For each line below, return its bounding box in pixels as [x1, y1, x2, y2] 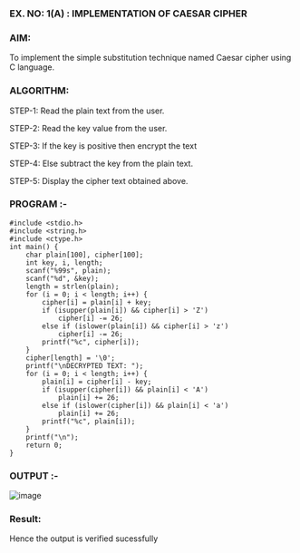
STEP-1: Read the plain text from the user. [9, 105, 165, 116]
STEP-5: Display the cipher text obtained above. [9, 175, 189, 186]
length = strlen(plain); [25, 282, 120, 291]
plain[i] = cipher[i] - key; [42, 377, 152, 386]
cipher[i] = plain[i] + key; [42, 297, 152, 306]
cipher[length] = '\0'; [25, 353, 116, 363]
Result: [9, 513, 42, 526]
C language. [9, 62, 55, 73]
